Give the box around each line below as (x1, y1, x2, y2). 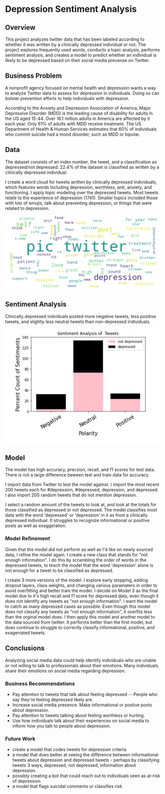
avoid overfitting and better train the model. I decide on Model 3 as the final (5, 587, 159, 593)
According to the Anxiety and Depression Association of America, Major (5, 105, 151, 111)
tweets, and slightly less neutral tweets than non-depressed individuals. (5, 318, 151, 324)
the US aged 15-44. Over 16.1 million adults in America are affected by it (5, 115, 150, 121)
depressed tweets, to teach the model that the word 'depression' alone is (5, 562, 154, 568)
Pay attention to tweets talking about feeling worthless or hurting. (12, 712, 145, 718)
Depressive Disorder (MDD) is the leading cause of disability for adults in (5, 110, 153, 116)
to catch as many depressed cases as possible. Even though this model (5, 603, 150, 609)
